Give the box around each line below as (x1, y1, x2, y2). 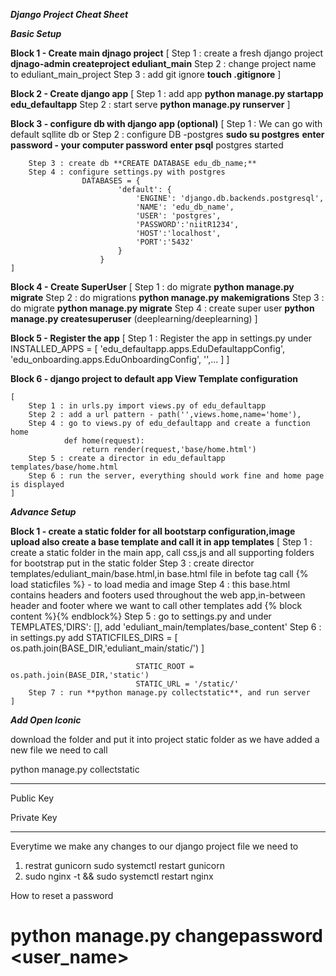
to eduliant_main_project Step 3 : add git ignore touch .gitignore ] (10, 69, 282, 80)
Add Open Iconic (10, 714, 82, 726)
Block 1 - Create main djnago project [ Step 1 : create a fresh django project (10, 47, 324, 59)
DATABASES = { (81, 176, 141, 186)
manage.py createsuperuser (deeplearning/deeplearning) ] (10, 313, 258, 324)
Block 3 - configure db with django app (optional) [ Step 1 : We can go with (10, 118, 323, 129)
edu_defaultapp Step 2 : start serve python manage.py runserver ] (10, 99, 291, 110)
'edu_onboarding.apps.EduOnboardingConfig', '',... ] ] (10, 354, 230, 365)
